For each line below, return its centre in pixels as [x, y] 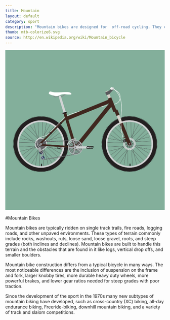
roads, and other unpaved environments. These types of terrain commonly [83, 233]
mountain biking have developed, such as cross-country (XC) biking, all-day [85, 301]
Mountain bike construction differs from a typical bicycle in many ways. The [84, 265]
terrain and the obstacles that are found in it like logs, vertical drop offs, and [84, 249]
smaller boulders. [23, 255]
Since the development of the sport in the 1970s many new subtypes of [80, 296]
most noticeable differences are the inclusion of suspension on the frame [81, 270]
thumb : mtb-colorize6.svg [32, 32]
